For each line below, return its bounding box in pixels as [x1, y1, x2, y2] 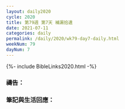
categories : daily [6, 30, 51, 36]
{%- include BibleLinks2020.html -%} [6, 63, 97, 70]
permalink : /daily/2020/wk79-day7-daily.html [6, 36, 119, 42]
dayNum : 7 [6, 47, 31, 53]
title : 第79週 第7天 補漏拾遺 [6, 19, 73, 25]
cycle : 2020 [6, 14, 35, 20]
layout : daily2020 [6, 8, 51, 15]
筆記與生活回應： [6, 96, 55, 104]
